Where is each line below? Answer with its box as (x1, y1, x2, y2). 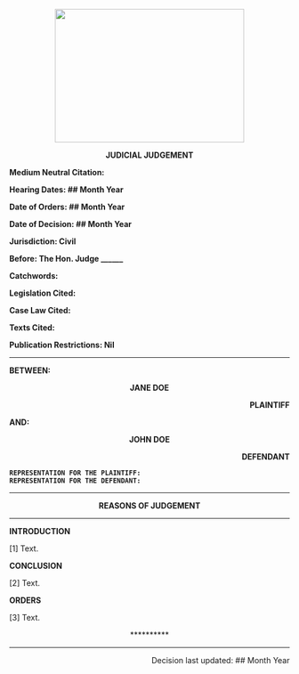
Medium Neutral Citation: (9, 167, 105, 177)
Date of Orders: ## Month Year (9, 201, 125, 212)
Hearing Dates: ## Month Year (9, 184, 124, 195)
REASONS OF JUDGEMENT (98, 500, 201, 511)
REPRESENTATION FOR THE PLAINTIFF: (9, 468, 141, 477)
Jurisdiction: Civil (9, 236, 77, 247)
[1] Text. (9, 543, 39, 554)
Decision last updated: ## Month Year (150, 655, 290, 665)
